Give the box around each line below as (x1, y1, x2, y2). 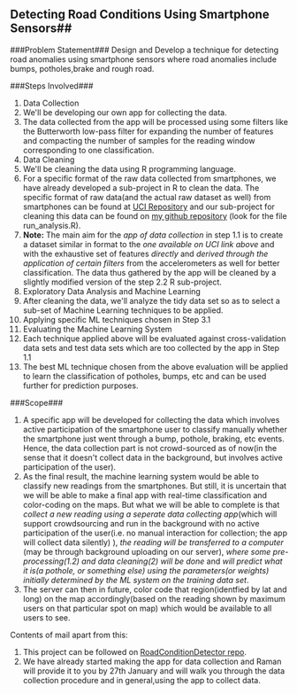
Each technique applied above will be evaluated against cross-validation (22, 332, 286, 344)
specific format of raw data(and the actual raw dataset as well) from (22, 191, 271, 202)
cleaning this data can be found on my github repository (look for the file (22, 210, 287, 221)
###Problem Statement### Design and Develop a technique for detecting (10, 44, 279, 55)
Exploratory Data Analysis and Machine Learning (22, 285, 202, 296)
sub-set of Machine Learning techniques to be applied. (22, 305, 224, 316)
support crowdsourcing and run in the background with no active (22, 518, 260, 528)
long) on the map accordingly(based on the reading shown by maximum (22, 593, 286, 604)
